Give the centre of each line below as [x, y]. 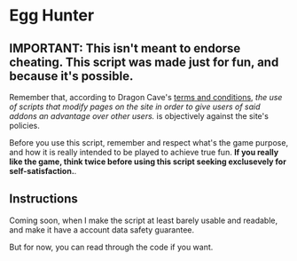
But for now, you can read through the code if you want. [111, 247]
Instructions [43, 199]
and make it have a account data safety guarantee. [102, 229]
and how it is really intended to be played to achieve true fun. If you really [144, 152]
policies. [24, 126]
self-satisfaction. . [43, 171]
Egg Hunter [52, 16]
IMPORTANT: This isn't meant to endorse [125, 48]
